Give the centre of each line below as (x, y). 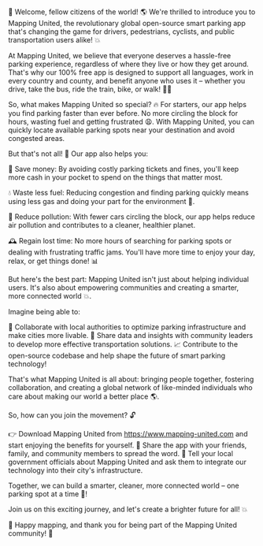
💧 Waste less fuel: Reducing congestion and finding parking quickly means (129, 193)
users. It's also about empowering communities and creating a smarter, (123, 288)
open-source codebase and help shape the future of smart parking (117, 355)
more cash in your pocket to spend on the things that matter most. (115, 177)
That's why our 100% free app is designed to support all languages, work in (131, 72)
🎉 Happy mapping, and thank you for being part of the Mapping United (123, 525)
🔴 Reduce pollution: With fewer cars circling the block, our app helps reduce (132, 217)
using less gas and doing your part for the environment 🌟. (102, 201)
